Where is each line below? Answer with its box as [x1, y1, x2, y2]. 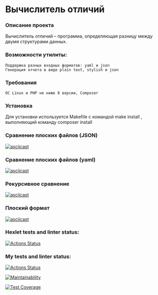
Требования [5, 79, 37, 86]
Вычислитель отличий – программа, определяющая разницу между [5, 33, 153, 39]
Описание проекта [5, 22, 54, 29]
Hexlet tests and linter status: [5, 228, 80, 236]
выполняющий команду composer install [5, 119, 93, 125]
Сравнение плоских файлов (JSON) [5, 132, 98, 139]
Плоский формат [5, 205, 50, 212]
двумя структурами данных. [5, 39, 67, 45]
